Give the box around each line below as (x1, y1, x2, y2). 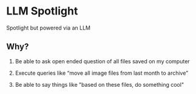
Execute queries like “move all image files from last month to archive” (15, 69, 189, 77)
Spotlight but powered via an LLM (6, 24, 91, 31)
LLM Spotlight (6, 4, 78, 18)
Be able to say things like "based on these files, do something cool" (15, 81, 184, 88)
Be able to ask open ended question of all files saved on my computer (15, 57, 190, 64)
